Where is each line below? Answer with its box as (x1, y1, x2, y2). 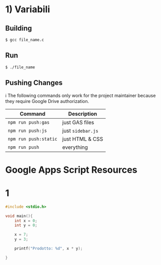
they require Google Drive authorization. (5, 98, 89, 104)
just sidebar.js (62, 127, 99, 134)
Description (68, 110, 98, 117)
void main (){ (5, 213, 33, 219)
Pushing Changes (5, 78, 62, 87)
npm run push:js (8, 127, 47, 134)
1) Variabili (5, 4, 50, 15)
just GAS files (62, 119, 94, 126)
